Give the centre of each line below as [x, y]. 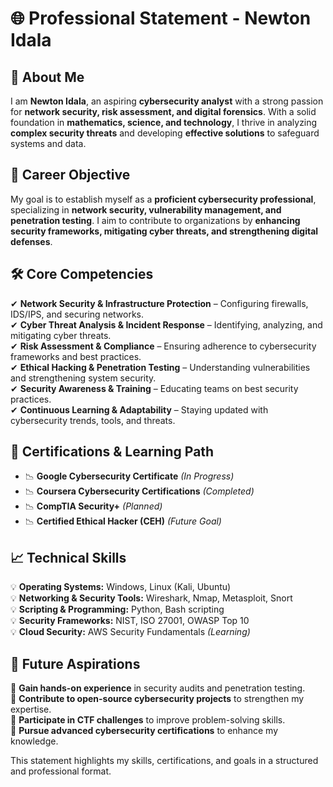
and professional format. [61, 771]
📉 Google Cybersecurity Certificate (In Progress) [129, 476]
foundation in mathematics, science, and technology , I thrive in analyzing [164, 122]
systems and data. [48, 143]
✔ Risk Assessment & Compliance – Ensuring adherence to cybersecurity [163, 346]
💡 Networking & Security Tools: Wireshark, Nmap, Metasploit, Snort [151, 598]
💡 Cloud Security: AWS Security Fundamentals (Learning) [130, 632]
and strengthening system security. [83, 378]
